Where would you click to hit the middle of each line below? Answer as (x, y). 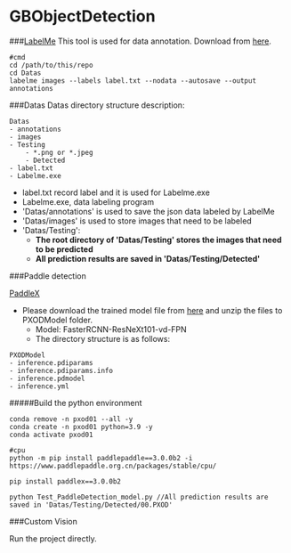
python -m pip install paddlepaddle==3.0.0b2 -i (101, 458)
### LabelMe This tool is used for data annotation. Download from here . (140, 41)
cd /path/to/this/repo (51, 65)
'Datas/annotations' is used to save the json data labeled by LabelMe (149, 211)
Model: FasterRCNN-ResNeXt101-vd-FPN (111, 329)
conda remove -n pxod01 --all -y (71, 419)
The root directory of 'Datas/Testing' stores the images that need (158, 240)
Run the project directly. (53, 538)
